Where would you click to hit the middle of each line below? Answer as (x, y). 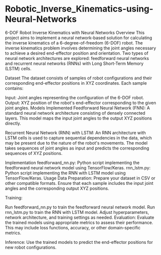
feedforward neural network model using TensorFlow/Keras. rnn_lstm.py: (78, 167)
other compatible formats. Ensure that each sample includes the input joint (79, 183)
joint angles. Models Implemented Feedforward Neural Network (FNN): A (77, 108)
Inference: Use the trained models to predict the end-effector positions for (79, 242)
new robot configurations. (31, 247)
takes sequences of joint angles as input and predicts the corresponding (77, 148)
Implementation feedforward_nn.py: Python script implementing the (72, 163)
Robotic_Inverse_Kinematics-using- (79, 9)
